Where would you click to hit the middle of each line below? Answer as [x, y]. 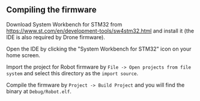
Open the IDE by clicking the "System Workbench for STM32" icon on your [99, 49]
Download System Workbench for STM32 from [64, 24]
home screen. [23, 55]
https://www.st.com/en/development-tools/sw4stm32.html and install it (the [100, 31]
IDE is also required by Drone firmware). [56, 37]
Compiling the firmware [52, 10]
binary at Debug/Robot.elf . [39, 91]
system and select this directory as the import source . [72, 73]
